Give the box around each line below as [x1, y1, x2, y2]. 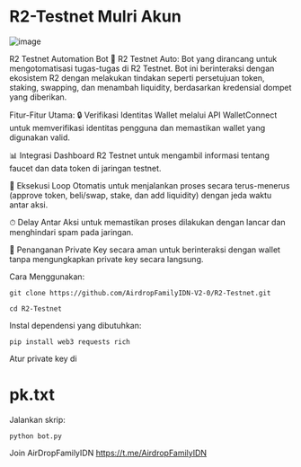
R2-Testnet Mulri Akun [9, 6, 181, 27]
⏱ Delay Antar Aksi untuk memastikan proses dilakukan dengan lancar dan [9, 216, 286, 227]
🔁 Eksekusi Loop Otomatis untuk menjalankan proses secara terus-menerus [9, 180, 290, 190]
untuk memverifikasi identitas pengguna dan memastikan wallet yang [9, 122, 266, 133]
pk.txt [9, 384, 56, 405]
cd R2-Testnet [9, 304, 63, 313]
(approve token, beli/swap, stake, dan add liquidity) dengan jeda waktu [9, 189, 272, 200]
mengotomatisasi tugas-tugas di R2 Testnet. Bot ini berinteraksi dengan [9, 63, 275, 74]
